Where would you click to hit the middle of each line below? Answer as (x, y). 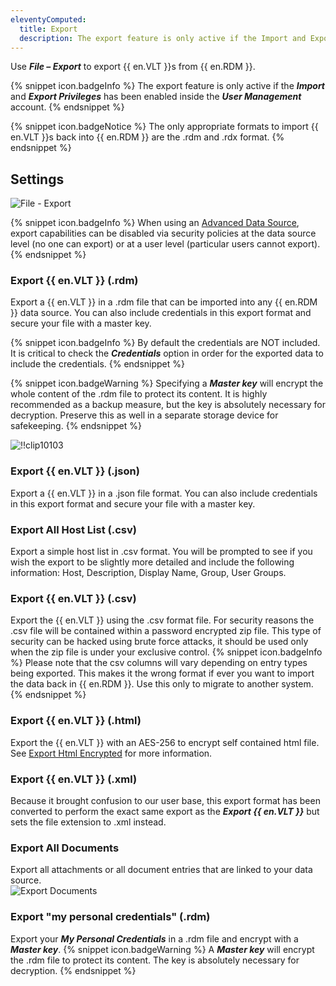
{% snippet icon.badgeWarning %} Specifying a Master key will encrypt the (167, 383)
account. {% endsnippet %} (67, 107)
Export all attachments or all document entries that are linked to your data (161, 870)
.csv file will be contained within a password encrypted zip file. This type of (166, 631)
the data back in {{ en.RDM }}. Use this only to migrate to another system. (162, 684)
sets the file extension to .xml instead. (88, 822)
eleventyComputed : (48, 19)
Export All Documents (65, 848)
